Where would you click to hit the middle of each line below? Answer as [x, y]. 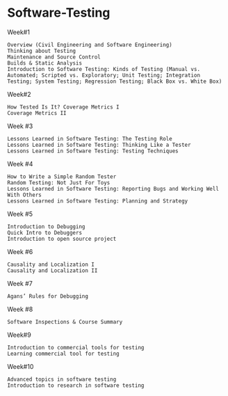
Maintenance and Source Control [54, 57]
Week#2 [19, 94]
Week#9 [19, 335]
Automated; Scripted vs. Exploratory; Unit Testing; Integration [104, 75]
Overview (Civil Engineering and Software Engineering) [90, 45]
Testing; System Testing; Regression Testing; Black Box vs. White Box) [115, 81]
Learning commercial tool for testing [63, 354]
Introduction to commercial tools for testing [76, 347]
